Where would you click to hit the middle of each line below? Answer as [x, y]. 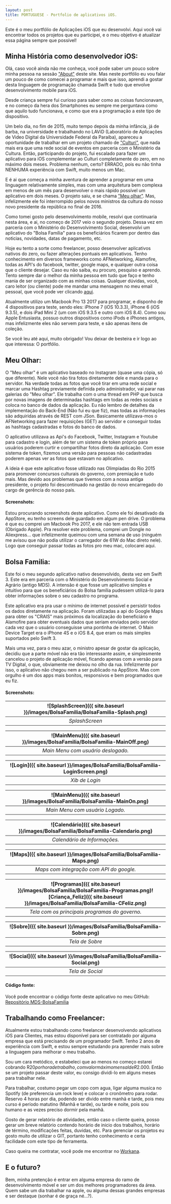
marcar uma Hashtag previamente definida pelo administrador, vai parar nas [85, 389]
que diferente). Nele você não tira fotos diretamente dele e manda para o [82, 378]
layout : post [19, 10]
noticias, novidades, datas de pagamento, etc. [54, 239]
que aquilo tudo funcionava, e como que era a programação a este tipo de [83, 111]
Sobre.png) [85, 933]
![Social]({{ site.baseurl [38, 956]
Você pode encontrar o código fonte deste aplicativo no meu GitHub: [78, 997]
